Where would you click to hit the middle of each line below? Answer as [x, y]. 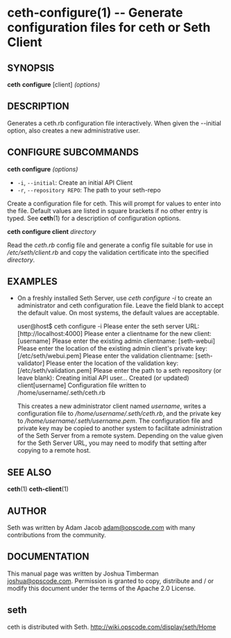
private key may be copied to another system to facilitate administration [120, 428]
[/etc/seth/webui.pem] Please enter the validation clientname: [105, 356]
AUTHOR [27, 511]
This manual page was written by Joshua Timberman [83, 573]
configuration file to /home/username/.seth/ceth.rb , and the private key [119, 414]
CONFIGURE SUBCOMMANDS [73, 152]
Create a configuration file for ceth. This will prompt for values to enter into [114, 203]
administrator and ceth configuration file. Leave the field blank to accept [120, 305]
